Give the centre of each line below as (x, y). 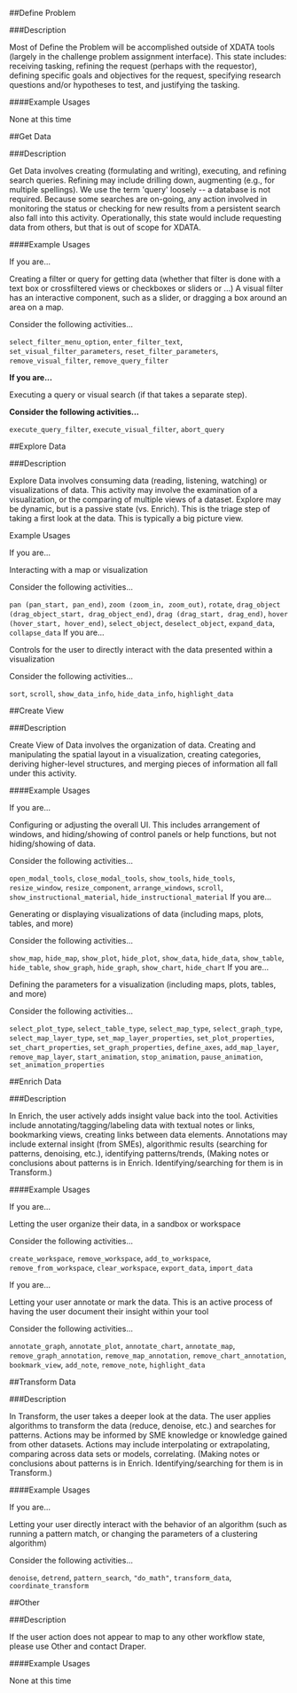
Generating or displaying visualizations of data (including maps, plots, (137, 914)
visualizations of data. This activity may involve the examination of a (133, 490)
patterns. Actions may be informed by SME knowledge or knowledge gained (148, 1435)
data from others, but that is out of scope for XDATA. (105, 227)
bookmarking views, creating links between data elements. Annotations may (148, 1135)
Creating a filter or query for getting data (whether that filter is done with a (145, 279)
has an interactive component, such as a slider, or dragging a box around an (148, 298)
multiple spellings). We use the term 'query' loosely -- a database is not (140, 189)
